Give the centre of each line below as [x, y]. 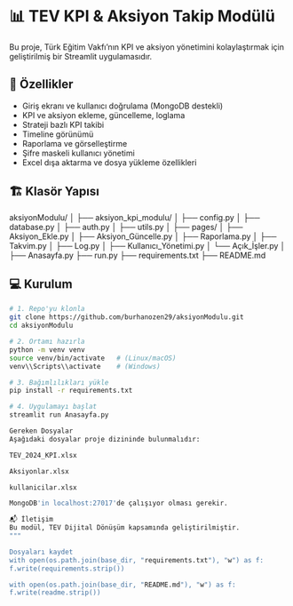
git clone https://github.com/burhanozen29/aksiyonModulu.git [127, 317]
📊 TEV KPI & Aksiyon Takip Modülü [142, 16]
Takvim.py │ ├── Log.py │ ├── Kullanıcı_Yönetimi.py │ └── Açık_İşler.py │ [147, 245]
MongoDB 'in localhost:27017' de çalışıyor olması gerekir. [119, 503]
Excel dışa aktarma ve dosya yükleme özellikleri [109, 162]
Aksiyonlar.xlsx [39, 471]
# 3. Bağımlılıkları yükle [59, 382]
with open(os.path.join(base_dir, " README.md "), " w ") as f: [123, 585]
